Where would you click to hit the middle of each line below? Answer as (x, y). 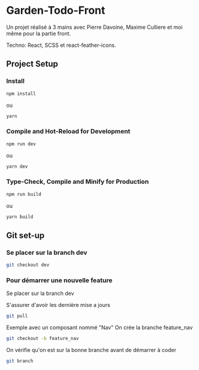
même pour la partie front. (39, 33)
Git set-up (25, 235)
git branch (20, 361)
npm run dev (21, 144)
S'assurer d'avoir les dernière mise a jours (58, 305)
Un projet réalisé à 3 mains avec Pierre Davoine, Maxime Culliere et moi (94, 27)
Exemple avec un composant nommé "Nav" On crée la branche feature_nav (99, 327)
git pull (17, 316)
